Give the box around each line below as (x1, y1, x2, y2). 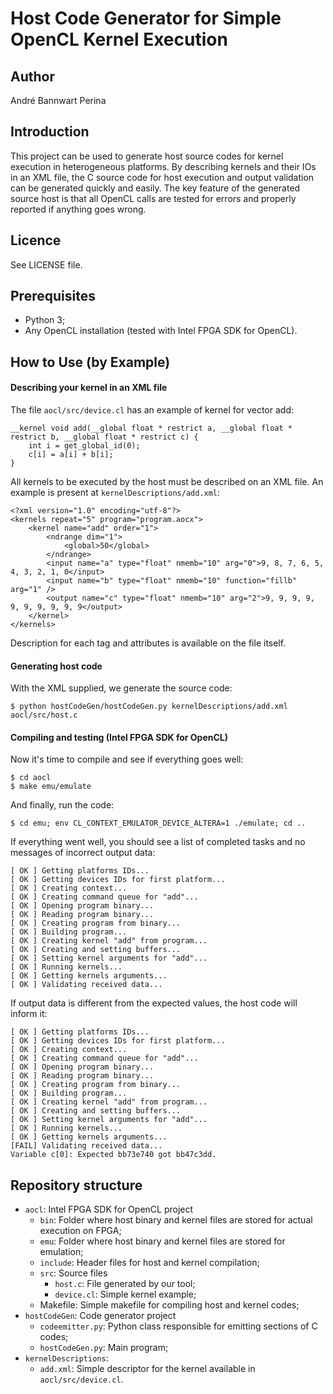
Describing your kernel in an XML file (10, 382, 168, 394)
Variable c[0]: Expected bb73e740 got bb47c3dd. (10, 1150, 217, 1160)
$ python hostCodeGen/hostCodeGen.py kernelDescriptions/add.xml (10, 702, 288, 712)
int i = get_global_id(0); (28, 441, 141, 451)
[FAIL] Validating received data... (10, 1141, 163, 1151)
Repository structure (10, 1177, 143, 1194)
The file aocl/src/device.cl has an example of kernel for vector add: (10, 404, 295, 416)
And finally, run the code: (10, 799, 115, 811)
